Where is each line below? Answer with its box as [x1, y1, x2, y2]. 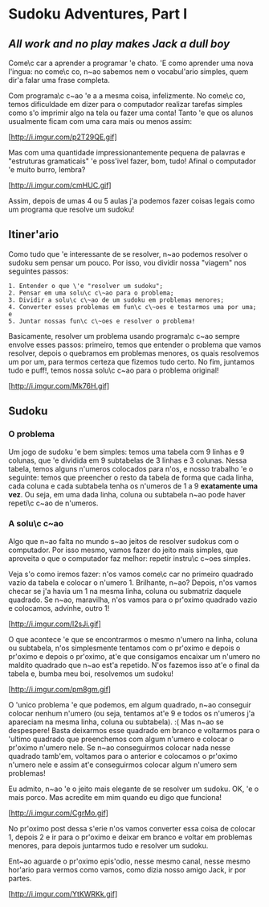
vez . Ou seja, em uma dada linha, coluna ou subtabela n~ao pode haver [8, 489, 247, 499]
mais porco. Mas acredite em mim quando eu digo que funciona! [8, 792, 222, 802]
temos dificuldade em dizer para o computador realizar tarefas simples [8, 100, 243, 109]
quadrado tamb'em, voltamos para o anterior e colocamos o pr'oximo [8, 751, 238, 761]
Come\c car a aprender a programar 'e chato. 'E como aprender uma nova [8, 58, 254, 68]
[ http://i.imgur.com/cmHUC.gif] [8, 180, 112, 190]
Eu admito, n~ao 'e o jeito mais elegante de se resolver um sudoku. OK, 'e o [8, 784, 259, 794]
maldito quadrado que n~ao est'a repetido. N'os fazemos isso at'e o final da [8, 660, 259, 670]
